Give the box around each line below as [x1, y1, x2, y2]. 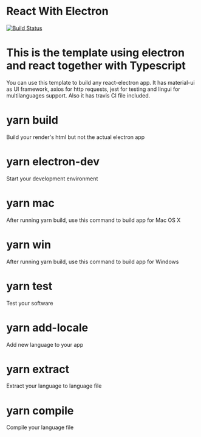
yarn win [6, 238, 52, 251]
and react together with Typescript [6, 59, 186, 73]
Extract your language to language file [6, 382, 102, 389]
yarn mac [6, 196, 55, 210]
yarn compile [6, 403, 74, 417]
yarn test [6, 279, 53, 293]
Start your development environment [6, 175, 98, 182]
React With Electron [6, 4, 109, 18]
